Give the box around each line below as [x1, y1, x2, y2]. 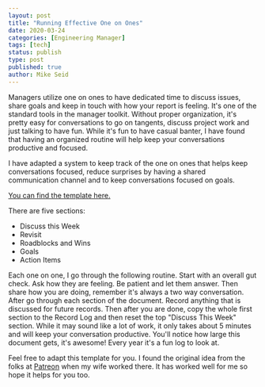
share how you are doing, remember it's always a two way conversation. [8, 287, 244, 297]
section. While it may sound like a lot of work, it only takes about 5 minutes [8, 320, 252, 330]
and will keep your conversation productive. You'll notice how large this [8, 329, 240, 339]
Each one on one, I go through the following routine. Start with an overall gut [8, 270, 257, 280]
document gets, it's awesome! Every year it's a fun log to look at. [8, 338, 220, 347]
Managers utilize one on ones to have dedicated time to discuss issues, [8, 92, 241, 102]
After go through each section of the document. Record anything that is [8, 295, 241, 305]
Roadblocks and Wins [19, 238, 91, 247]
